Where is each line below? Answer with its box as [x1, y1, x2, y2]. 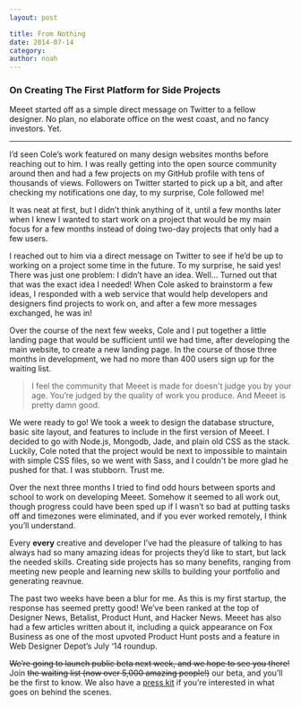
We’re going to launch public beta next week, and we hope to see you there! [9, 658, 290, 669]
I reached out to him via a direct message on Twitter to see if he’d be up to [9, 250, 284, 261]
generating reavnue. [9, 576, 84, 587]
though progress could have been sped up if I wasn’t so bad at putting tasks [9, 501, 291, 512]
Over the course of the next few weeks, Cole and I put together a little [9, 325, 267, 336]
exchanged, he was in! [9, 308, 92, 318]
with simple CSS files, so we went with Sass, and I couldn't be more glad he [9, 455, 288, 466]
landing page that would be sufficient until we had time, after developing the [9, 335, 290, 345]
